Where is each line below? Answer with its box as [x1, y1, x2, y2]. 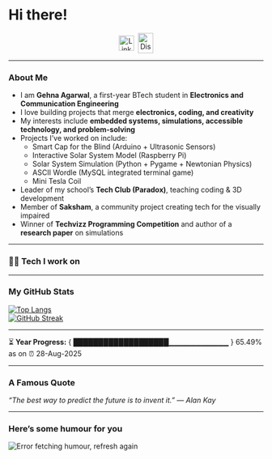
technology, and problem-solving [19, 125, 136, 134]
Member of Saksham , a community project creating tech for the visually [19, 202, 261, 212]
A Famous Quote [8, 376, 75, 388]
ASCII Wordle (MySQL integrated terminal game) [32, 168, 194, 177]
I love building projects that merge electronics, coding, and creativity [19, 108, 254, 117]
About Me [8, 71, 49, 83]
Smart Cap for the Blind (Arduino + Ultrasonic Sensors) [32, 142, 216, 151]
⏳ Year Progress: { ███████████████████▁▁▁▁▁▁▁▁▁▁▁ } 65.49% [8, 337, 263, 346]
